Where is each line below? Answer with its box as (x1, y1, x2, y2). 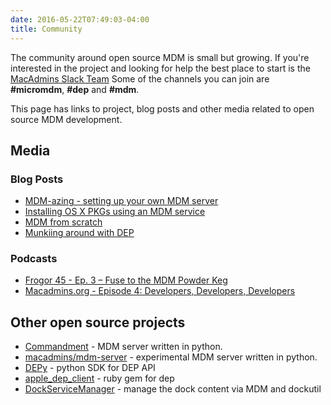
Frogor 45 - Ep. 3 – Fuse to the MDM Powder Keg (24, 274, 228, 286)
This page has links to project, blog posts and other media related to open (10, 102, 315, 115)
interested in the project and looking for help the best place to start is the (10, 62, 311, 74)
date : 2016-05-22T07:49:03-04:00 (10, 14, 150, 25)
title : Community (10, 24, 83, 34)
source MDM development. (10, 113, 123, 125)
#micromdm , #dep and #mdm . (10, 83, 140, 95)
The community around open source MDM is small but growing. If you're (10, 51, 310, 63)
